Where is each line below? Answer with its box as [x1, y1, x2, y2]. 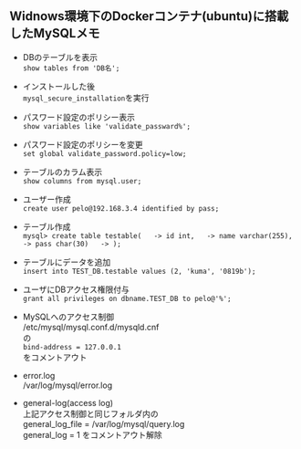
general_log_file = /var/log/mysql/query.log [22, 418, 185, 429]
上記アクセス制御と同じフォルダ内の [22, 408, 160, 419]
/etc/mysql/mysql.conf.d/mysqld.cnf [22, 321, 160, 332]
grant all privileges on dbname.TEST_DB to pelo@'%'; [22, 294, 232, 303]
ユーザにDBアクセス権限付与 [22, 284, 130, 295]
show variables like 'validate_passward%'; [22, 121, 192, 131]
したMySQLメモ [9, 26, 100, 41]
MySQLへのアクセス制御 [22, 311, 115, 322]
